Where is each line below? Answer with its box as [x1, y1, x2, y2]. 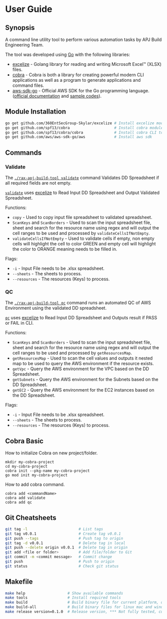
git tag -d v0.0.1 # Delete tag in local [5, 540, 126, 546]
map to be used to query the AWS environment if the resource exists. [12, 361, 154, 367]
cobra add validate [5, 495, 46, 501]
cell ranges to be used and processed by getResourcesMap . [12, 350, 132, 356]
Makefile [5, 578, 33, 586]
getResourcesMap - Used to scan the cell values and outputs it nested [12, 355, 153, 361]
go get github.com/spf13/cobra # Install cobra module [5, 125, 164, 130]
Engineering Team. [5, 42, 44, 48]
